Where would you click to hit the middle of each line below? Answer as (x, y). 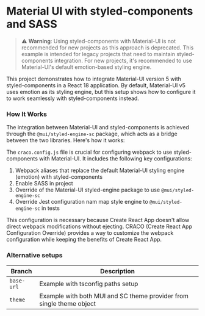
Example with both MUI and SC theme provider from (114, 296)
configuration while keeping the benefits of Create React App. (84, 240)
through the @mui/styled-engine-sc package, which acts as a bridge (92, 134)
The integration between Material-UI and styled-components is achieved (98, 127)
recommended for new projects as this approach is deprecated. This (107, 48)
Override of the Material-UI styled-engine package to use (88, 190)
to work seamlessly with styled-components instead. (73, 98)
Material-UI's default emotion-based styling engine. (86, 67)
